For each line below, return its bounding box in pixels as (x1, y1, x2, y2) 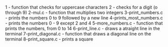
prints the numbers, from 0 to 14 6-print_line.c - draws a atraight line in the (5, 25, 160, 31)
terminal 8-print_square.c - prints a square (5, 36, 94, 42)
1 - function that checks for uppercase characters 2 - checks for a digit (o (5, 4, 158, 10)
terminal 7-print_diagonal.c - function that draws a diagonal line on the (5, 31, 151, 36)
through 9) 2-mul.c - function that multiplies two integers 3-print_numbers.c (5, 9, 163, 15)
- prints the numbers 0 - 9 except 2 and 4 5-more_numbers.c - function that (5, 20, 163, 26)
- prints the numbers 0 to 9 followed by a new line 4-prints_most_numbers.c (5, 15, 163, 20)
